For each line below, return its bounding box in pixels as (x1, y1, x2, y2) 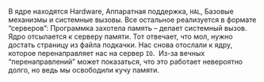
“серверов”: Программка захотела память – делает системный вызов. (8, 24, 247, 32)
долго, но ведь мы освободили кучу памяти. (8, 65, 160, 74)
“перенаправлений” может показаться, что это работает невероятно (8, 57, 243, 66)
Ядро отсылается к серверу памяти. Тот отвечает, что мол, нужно (8, 32, 233, 41)
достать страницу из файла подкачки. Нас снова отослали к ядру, (8, 40, 233, 50)
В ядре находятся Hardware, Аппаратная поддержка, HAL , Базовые (8, 7, 234, 16)
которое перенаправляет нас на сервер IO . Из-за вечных (8, 49, 205, 58)
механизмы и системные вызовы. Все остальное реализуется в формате (8, 15, 257, 24)
